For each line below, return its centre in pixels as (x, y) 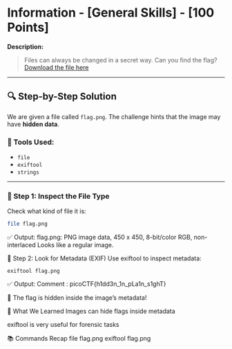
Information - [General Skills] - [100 (111, 13)
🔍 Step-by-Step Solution (62, 97)
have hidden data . (33, 124)
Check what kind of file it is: (47, 211)
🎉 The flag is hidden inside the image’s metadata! (77, 298)
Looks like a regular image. (75, 245)
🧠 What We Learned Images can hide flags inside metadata (91, 311)
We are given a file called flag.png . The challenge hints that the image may (114, 116)
